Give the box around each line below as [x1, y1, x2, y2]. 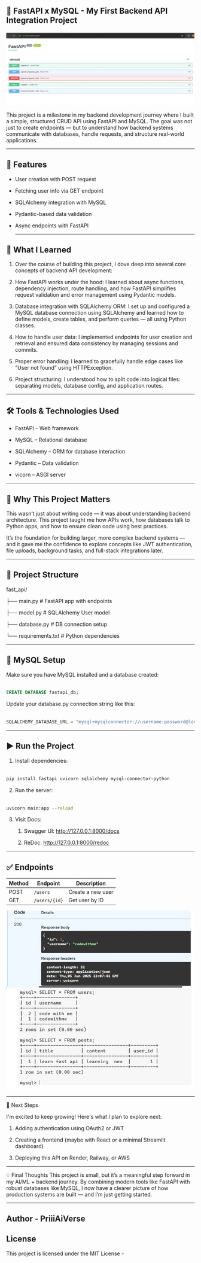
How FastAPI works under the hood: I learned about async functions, [14, 279, 185, 286]
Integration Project [6, 16, 78, 26]
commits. [14, 346, 38, 354]
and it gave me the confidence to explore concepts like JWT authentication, [6, 540, 193, 547]
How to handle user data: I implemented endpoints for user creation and [14, 333, 193, 341]
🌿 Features [6, 160, 47, 170]
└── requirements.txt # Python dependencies [6, 632, 120, 639]
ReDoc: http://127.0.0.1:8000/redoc [23, 839, 109, 847]
